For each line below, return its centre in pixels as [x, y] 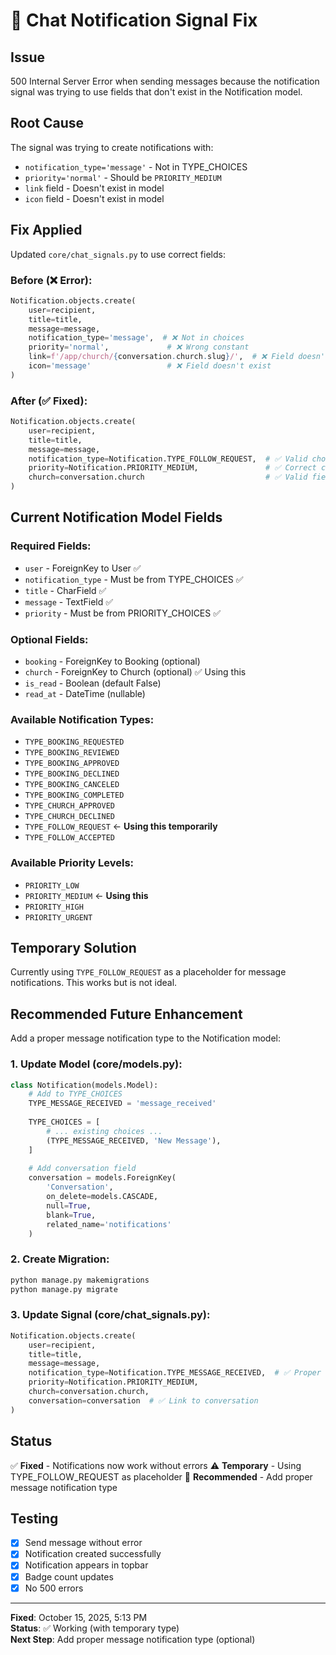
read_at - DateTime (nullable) [85, 694]
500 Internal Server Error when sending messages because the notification [165, 81]
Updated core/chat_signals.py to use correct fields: [118, 254]
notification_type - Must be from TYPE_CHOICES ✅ [134, 579]
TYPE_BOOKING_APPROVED [72, 764]
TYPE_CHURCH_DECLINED [69, 817]
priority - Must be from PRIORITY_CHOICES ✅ [123, 613]
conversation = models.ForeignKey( [102, 1178]
